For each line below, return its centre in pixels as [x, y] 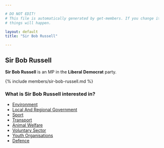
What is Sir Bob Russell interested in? [50, 94]
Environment [25, 105]
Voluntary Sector [29, 130]
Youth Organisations [32, 136]
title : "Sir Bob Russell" [31, 36]
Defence [21, 141]
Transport [22, 120]
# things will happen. [28, 23]
